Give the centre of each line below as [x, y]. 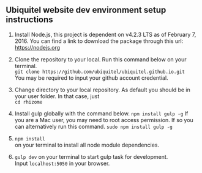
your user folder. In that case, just [57, 96]
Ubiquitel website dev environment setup [86, 10]
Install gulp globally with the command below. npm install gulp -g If [101, 113]
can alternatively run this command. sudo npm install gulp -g [93, 126]
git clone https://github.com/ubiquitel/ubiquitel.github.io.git [99, 72]
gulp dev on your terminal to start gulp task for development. [91, 156]
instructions [29, 20]
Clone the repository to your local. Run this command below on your [101, 59]
